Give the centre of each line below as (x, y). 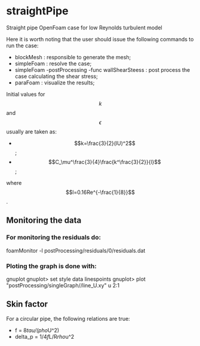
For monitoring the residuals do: (54, 238)
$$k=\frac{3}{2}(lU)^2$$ (105, 143)
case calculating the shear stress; (56, 76)
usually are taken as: (31, 131)
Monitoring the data (44, 221)
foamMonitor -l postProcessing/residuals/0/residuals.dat (76, 250)
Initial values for (26, 94)
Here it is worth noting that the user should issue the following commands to (100, 39)
